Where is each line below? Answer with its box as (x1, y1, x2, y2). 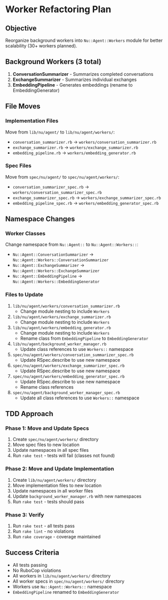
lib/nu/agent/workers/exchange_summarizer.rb (12, 314, 111, 319)
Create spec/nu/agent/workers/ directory (12, 437, 99, 443)
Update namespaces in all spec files (12, 447, 89, 453)
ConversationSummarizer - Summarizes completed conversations (12, 71, 154, 77)
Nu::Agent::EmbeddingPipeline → (12, 273, 82, 279)
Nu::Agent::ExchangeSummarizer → (12, 262, 85, 268)
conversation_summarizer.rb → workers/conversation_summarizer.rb (12, 139, 157, 145)
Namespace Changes (5, 215, 75, 224)
